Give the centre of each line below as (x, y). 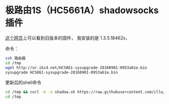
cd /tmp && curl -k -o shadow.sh (40, 92)
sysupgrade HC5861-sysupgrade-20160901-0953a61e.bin (62, 72)
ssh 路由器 (16, 58)
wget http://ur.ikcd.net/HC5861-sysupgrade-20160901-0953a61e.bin (76, 68)
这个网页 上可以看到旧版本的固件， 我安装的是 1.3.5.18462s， (68, 38)
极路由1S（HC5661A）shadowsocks (82, 10)
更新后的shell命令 (23, 83)
